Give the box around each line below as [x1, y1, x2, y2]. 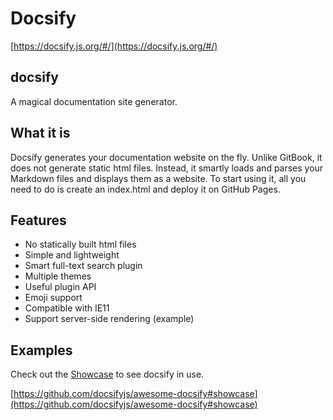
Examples [10, 342, 73, 359]
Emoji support [24, 292, 83, 304]
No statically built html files [24, 238, 137, 251]
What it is [10, 125, 71, 142]
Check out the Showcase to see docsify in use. [10, 368, 205, 381]
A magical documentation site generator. [10, 95, 178, 107]
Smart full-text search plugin [24, 260, 143, 272]
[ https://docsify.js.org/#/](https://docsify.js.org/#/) [10, 40, 218, 52]
